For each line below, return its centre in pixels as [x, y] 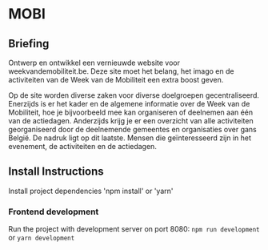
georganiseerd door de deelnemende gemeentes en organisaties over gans [133, 129]
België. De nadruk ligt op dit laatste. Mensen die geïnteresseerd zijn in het [130, 138]
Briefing [29, 44]
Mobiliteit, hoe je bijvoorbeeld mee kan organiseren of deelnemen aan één [131, 112]
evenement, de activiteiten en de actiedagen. [83, 146]
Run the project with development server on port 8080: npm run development [134, 229]
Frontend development [54, 212]
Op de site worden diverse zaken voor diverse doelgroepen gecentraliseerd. [134, 95]
